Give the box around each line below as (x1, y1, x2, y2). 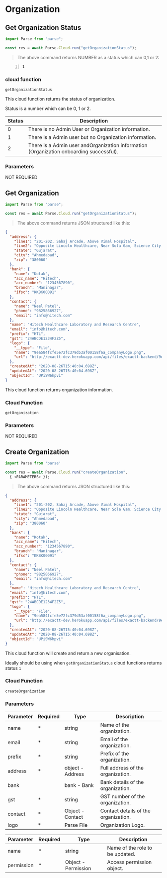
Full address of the (100, 765, 144, 771)
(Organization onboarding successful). (28, 148, 118, 155)
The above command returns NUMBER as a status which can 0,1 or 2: (17, 54, 160, 60)
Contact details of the (100, 807, 151, 814)
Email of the (100, 736, 128, 743)
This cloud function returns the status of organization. (5, 96, 116, 102)
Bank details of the (100, 779, 144, 786)
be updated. (107, 851, 136, 858)
